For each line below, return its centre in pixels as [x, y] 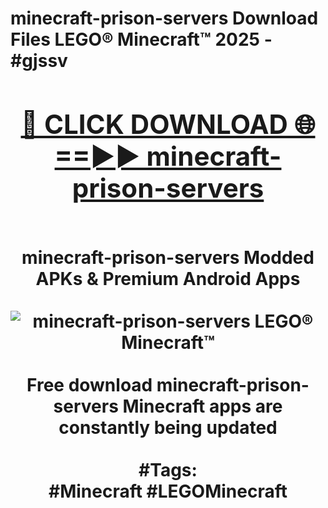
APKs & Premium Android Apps [168, 278]
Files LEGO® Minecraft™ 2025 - [141, 39]
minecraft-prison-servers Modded [168, 257]
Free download [89, 384]
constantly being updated [168, 427]
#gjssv [39, 61]
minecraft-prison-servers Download [164, 18]
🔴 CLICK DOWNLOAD [154, 124]
